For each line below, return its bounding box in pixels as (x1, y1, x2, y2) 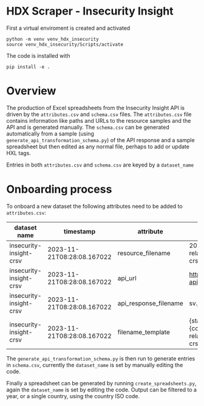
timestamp (63, 227, 96, 235)
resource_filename (117, 249, 171, 257)
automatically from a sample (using (6, 129, 94, 137)
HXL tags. (6, 149, 32, 156)
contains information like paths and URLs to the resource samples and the (6, 117, 191, 124)
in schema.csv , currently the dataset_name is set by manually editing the (6, 361, 183, 368)
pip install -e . (6, 64, 50, 70)
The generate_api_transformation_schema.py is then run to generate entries (6, 354, 195, 362)
